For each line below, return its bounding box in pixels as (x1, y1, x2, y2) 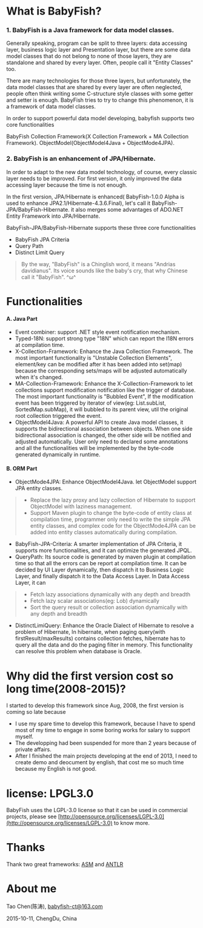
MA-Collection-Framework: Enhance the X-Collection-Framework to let (15, 380, 193, 388)
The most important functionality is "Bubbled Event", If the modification (15, 393, 193, 400)
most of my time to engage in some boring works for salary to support (15, 727, 191, 734)
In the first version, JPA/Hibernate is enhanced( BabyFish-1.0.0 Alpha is (6, 193, 185, 200)
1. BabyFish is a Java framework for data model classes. (6, 26, 175, 35)
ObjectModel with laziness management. (30, 503, 132, 510)
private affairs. (15, 746, 52, 753)
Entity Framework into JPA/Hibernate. (6, 212, 101, 220)
